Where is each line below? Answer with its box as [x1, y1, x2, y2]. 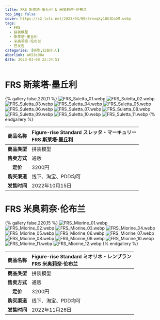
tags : [5, 20, 16, 26]
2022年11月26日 [32, 306, 72, 313]
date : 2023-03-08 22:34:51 [5, 57, 60, 62]
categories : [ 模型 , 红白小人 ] [5, 48, 60, 53]
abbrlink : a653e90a [5, 52, 45, 57]
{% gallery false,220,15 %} [5, 220, 58, 226]
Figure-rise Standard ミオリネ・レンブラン [32, 253, 132, 260]
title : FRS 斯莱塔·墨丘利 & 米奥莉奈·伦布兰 [5, 7, 87, 12]
